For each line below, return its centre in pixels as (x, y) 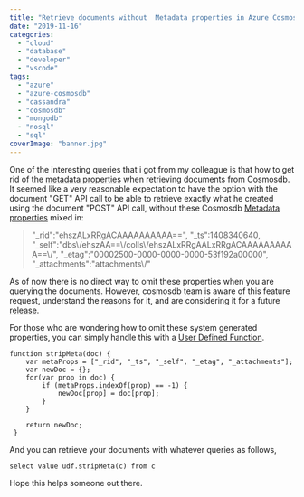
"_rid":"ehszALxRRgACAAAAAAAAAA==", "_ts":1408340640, (146, 235)
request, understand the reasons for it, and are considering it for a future (145, 300)
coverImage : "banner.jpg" (58, 144)
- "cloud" (36, 43)
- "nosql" (36, 127)
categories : (32, 34)
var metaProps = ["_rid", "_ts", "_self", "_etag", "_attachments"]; (160, 361)
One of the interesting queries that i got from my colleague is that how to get (152, 169)
